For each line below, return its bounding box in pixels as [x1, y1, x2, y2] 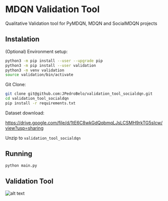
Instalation [5, 35, 39, 44]
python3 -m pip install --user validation [5, 63, 96, 68]
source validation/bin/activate [5, 72, 73, 77]
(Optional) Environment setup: [5, 48, 68, 54]
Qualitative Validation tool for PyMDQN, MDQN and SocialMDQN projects [5, 20, 158, 26]
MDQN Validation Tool [5, 4, 100, 15]
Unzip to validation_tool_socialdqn [5, 135, 81, 141]
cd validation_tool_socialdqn [5, 96, 69, 101]
